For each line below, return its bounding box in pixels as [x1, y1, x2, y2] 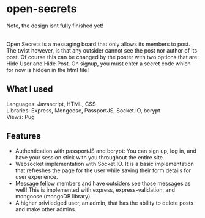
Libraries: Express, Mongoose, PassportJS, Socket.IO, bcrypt [6, 106, 161, 114]
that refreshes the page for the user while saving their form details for [15, 167, 192, 174]
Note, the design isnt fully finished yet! [6, 22, 104, 29]
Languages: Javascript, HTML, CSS [6, 100, 96, 107]
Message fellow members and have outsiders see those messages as [15, 180, 191, 187]
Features [6, 131, 41, 142]
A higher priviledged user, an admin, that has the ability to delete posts [15, 199, 194, 206]
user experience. [15, 173, 58, 180]
